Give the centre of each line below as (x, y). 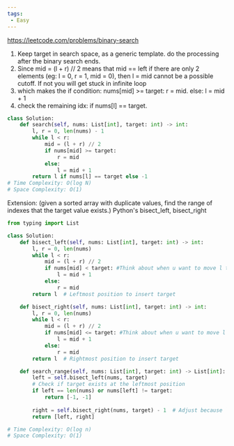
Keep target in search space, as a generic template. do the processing (118, 54)
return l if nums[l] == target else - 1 (90, 177)
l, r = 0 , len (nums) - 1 (68, 131)
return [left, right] (64, 417)
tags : (15, 14)
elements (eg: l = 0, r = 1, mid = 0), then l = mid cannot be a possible (115, 76)
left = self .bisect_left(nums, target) (90, 378)
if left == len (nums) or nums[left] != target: (102, 391)
